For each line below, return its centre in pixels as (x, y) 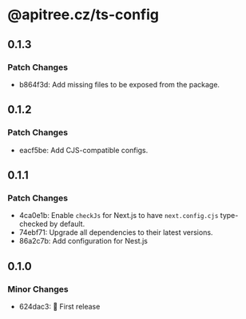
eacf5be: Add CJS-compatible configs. (83, 150)
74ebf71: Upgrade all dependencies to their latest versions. (116, 232)
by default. (67, 224)
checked (34, 224)
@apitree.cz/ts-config (83, 15)
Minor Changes (38, 289)
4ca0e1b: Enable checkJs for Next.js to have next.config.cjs (119, 216)
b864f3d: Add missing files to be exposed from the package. (119, 84)
